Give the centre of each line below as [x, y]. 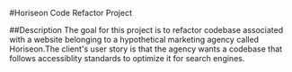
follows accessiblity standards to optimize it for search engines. [127, 58]
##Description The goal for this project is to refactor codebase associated [146, 30]
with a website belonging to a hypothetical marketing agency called [134, 40]
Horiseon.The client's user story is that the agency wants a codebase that [146, 49]
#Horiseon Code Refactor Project [71, 13]
